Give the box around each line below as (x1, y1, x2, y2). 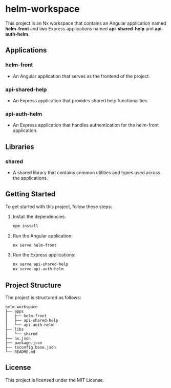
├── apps (5, 309, 24, 314)
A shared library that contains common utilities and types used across (12, 169, 160, 175)
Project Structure (5, 281, 61, 289)
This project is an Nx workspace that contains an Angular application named (5, 20, 166, 26)
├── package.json (5, 340, 42, 346)
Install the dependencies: (12, 213, 67, 219)
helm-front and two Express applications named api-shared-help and (5, 25, 154, 31)
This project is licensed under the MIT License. (5, 377, 104, 383)
